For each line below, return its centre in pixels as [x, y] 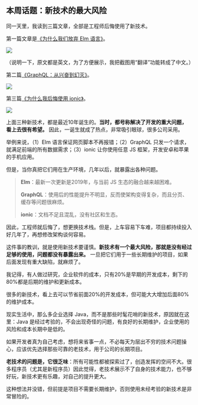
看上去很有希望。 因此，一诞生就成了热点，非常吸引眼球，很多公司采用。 [95, 129]
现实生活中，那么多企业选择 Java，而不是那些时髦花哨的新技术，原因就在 [95, 314]
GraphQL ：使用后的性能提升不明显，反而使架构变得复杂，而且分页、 [104, 195]
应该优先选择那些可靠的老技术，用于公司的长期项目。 [81, 349]
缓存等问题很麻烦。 [44, 202]
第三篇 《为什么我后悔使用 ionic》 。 [47, 98]
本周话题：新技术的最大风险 [57, 11]
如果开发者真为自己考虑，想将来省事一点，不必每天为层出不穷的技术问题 [94, 341]
